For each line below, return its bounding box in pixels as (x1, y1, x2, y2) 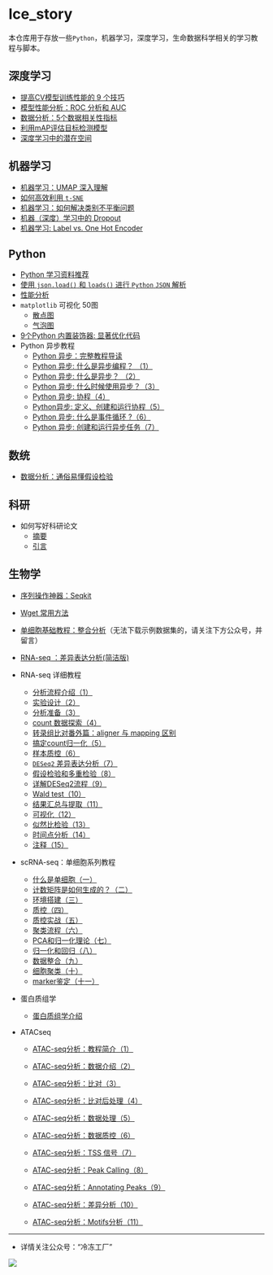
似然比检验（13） (32, 819, 90, 829)
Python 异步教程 (19, 341, 76, 351)
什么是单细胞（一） (32, 874, 97, 884)
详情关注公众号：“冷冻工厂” (19, 1242, 113, 1251)
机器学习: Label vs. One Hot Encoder (19, 223, 144, 233)
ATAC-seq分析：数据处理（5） (32, 1113, 136, 1123)
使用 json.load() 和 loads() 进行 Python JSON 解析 (19, 280, 187, 290)
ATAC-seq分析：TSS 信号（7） (32, 1147, 136, 1157)
